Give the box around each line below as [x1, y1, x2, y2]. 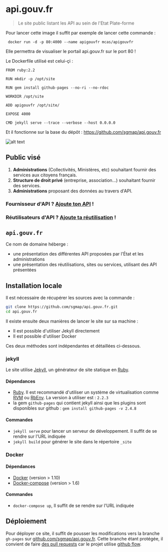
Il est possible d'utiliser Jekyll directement [12, 328, 100, 334]
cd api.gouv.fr [5, 309, 37, 314]
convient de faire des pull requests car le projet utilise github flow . [5, 541, 141, 547]
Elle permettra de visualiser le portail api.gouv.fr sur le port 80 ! [5, 48, 136, 54]
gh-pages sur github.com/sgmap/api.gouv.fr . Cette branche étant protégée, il [5, 535, 163, 541]
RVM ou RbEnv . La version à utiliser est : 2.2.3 [12, 395, 109, 401]
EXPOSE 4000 [5, 111, 30, 116]
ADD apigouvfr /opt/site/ [5, 103, 59, 108]
